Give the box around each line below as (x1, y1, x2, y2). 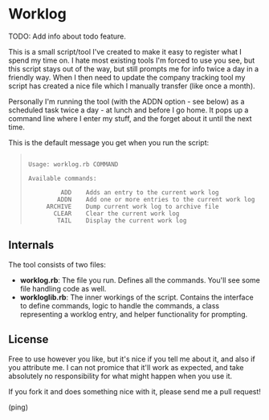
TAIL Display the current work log (57, 216, 187, 225)
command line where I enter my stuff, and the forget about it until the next (8, 113, 252, 123)
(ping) (8, 402, 29, 412)
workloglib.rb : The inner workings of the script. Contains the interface (19, 292, 255, 302)
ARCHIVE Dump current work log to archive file (46, 202, 219, 210)
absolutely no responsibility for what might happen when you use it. (8, 371, 233, 381)
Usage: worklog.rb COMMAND (27, 160, 119, 169)
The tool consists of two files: (8, 259, 106, 269)
